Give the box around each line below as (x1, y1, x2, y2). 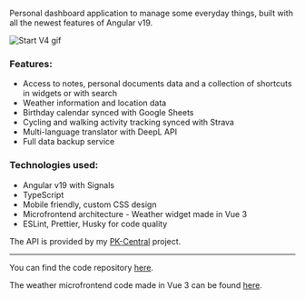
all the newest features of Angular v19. (9, 17, 152, 28)
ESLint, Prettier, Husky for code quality (22, 218, 168, 229)
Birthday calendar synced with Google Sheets (22, 107, 194, 118)
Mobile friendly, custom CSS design (22, 199, 157, 210)
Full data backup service (22, 136, 115, 147)
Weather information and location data (22, 97, 167, 108)
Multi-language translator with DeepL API (22, 126, 178, 137)
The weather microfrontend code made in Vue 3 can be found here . (9, 279, 263, 290)
